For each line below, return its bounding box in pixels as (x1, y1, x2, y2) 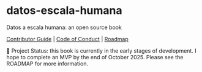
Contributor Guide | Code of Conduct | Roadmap (6, 35, 129, 42)
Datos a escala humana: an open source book (6, 24, 122, 31)
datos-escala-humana (6, 4, 122, 18)
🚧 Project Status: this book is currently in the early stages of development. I (6, 47, 197, 54)
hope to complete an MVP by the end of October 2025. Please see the (6, 53, 184, 61)
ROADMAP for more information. (6, 60, 89, 67)
